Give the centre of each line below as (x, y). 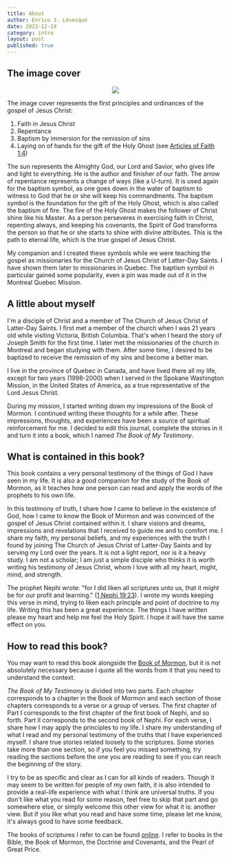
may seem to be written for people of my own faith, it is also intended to (109, 785)
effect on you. (27, 625)
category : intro (30, 33)
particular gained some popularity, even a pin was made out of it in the (107, 275)
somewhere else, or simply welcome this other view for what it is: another (111, 807)
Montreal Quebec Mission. (45, 282)
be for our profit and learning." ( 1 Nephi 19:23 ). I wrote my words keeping (110, 595)
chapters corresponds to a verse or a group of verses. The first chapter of (112, 706)
